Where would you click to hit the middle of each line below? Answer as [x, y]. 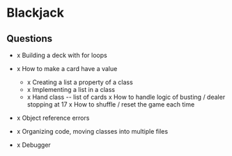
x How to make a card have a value [67, 69]
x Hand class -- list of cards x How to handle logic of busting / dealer [126, 97]
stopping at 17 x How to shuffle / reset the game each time [111, 104]
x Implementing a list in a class [71, 89]
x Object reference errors [53, 118]
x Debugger [34, 145]
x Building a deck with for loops [62, 55]
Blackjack [35, 13]
